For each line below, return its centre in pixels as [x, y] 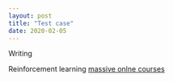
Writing [20, 54]
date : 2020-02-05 [38, 31]
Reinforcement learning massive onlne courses [87, 69]
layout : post [30, 16]
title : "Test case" [41, 23]
